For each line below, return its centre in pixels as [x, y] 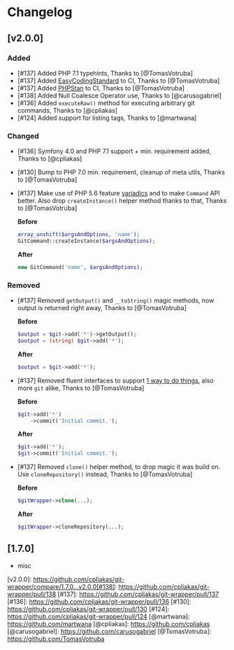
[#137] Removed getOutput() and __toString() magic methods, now [116, 300]
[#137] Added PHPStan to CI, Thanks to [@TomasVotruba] [101, 88]
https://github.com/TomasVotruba [56, 639]
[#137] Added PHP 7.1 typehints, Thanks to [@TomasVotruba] [105, 73]
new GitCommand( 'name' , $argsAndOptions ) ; [80, 267]
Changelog [40, 12]
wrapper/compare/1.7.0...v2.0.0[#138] [61, 586]
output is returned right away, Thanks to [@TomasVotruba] [102, 308]
